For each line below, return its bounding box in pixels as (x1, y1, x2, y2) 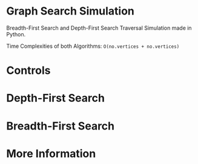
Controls (6, 64, 51, 77)
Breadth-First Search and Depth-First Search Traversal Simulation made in (6, 24, 192, 31)
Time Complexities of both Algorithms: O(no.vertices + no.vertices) (6, 42, 180, 50)
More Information (6, 146, 96, 160)
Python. (6, 30, 26, 38)
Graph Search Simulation (6, 4, 134, 18)
